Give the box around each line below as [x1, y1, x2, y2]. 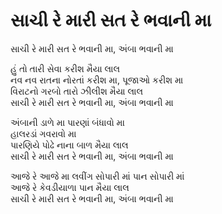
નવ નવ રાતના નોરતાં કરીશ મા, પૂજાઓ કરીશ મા [10, 74, 184, 86]
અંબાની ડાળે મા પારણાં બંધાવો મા [10, 116, 125, 128]
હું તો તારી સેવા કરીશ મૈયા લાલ [10, 62, 121, 74]
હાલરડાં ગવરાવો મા [10, 127, 77, 139]
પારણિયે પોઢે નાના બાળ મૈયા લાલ [10, 139, 129, 151]
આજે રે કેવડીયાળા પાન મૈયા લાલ [10, 181, 130, 193]
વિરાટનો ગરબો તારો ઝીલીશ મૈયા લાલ [10, 85, 144, 97]
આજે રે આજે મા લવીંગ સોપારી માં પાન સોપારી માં [10, 170, 185, 182]
